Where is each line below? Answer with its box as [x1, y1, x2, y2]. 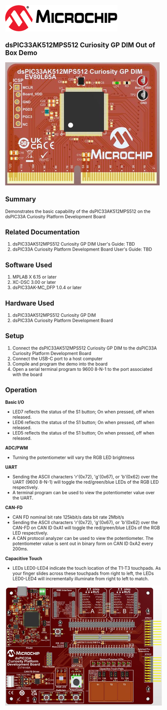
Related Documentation [5, 228, 80, 237]
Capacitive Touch [5, 555, 42, 561]
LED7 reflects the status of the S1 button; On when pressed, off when [12, 409, 155, 415]
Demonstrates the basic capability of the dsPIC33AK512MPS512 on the [5, 208, 151, 214]
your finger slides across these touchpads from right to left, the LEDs [12, 570, 154, 576]
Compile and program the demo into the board [12, 360, 108, 367]
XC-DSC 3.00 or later [12, 279, 56, 285]
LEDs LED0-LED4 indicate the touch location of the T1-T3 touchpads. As [12, 565, 161, 571]
